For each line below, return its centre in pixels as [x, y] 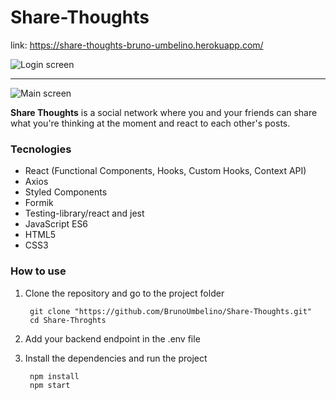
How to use [38, 271]
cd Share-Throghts [68, 320]
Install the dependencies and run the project [116, 358]
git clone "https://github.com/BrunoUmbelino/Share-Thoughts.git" [170, 311]
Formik [39, 203]
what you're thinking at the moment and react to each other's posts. [150, 123]
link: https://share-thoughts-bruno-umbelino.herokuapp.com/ [137, 45]
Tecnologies [41, 149]
